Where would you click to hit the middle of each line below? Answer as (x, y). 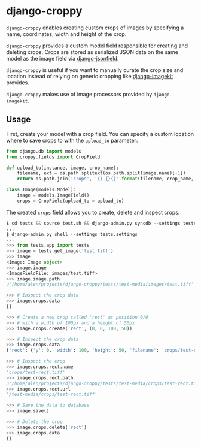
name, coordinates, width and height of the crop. (66, 34)
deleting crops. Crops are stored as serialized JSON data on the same (92, 52)
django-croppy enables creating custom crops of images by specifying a (95, 28)
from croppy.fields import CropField (53, 157)
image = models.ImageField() (53, 195)
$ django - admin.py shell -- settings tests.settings (72, 234)
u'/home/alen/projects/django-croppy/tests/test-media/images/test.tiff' (100, 285)
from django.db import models (44, 151)
